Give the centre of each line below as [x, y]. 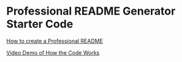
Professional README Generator [91, 11]
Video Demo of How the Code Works [53, 52]
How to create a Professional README [55, 41]
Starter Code [40, 24]
